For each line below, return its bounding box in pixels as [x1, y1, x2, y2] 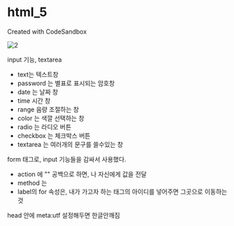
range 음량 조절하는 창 [17, 105, 79, 113]
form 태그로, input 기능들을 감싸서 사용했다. [7, 155, 127, 163]
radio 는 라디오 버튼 [17, 122, 72, 131]
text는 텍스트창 [17, 70, 59, 78]
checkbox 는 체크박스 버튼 [17, 131, 91, 140]
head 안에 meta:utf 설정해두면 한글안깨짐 [7, 211, 120, 219]
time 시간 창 [17, 96, 51, 105]
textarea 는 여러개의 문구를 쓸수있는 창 [17, 140, 124, 148]
